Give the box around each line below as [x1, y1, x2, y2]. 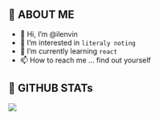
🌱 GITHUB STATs [8, 82, 94, 95]
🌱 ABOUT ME [8, 8, 75, 22]
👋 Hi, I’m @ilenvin [19, 29, 79, 38]
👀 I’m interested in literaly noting [19, 38, 137, 47]
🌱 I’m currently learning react [19, 46, 118, 56]
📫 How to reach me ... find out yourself [19, 55, 151, 65]
